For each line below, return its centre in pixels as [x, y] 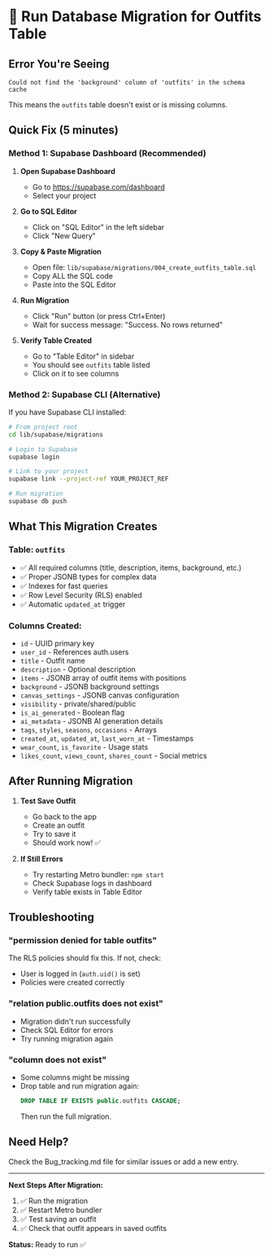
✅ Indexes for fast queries [64, 585]
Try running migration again [67, 1038]
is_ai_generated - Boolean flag [72, 712]
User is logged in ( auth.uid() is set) [80, 974]
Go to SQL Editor [48, 211]
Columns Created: [45, 625]
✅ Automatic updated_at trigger [73, 604]
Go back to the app [65, 816]
